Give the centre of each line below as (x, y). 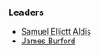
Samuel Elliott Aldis (56, 32)
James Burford (48, 41)
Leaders (27, 12)
